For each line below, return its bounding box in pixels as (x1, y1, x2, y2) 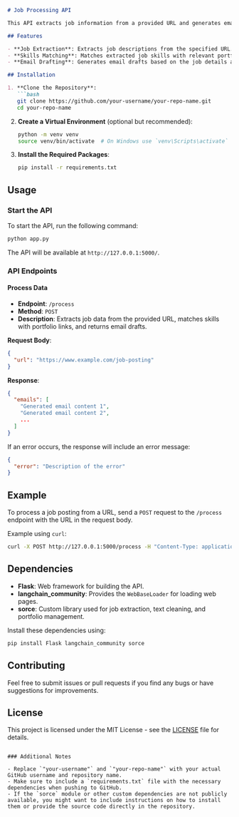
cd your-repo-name (16, 104, 72, 111)
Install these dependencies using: (7, 626, 106, 634)
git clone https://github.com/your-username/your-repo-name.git (16, 97, 212, 105)
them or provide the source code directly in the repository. (7, 803, 196, 811)
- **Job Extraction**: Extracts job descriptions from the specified (7, 45, 218, 53)
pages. (17, 597, 38, 605)
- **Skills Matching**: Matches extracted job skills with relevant (7, 52, 215, 59)
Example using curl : (7, 530, 67, 538)
